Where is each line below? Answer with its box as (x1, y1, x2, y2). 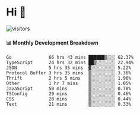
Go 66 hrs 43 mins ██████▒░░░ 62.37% (6, 55, 134, 61)
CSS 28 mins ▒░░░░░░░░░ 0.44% (6, 96, 132, 102)
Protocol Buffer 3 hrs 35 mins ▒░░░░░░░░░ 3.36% (6, 70, 132, 76)
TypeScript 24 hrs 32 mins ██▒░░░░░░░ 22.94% (6, 59, 134, 66)
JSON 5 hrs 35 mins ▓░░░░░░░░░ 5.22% (6, 65, 132, 71)
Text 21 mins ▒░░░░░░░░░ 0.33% (6, 101, 132, 108)
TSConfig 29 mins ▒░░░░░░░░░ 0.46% (6, 91, 132, 97)
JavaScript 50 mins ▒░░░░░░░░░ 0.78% (6, 86, 132, 92)
